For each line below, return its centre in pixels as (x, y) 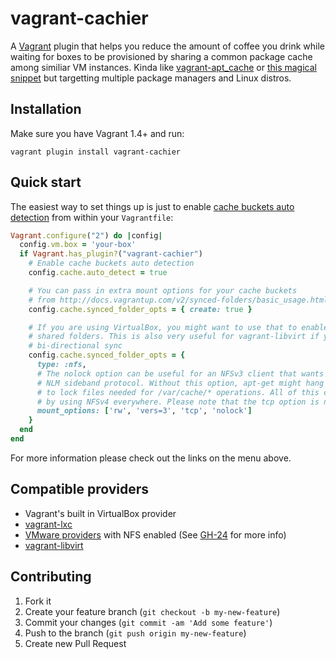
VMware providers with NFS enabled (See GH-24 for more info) (155, 534)
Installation (46, 109)
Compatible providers (80, 489)
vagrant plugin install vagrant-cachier (96, 152)
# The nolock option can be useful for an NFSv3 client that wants (180, 373)
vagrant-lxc (48, 524)
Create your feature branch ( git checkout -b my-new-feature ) (152, 611)
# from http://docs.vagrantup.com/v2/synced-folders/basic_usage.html (178, 300)
